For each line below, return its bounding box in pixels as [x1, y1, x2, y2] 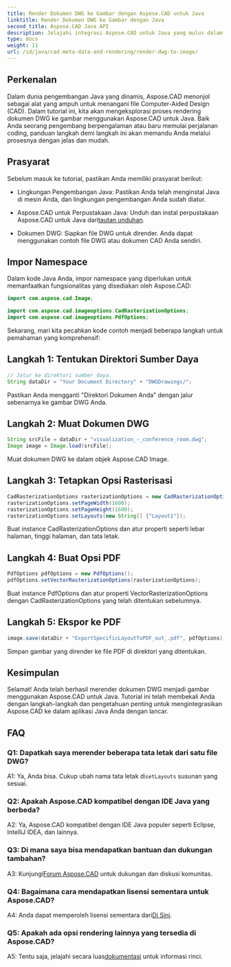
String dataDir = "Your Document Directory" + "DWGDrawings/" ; [7, 378, 192, 385]
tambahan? [7, 854, 46, 864]
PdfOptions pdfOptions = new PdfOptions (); [7, 571, 134, 577]
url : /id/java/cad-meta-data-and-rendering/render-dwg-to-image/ [7, 49, 198, 56]
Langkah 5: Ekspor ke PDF [7, 617, 122, 628]
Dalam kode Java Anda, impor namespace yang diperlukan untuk [7, 275, 192, 283]
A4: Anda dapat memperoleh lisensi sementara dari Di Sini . [7, 911, 173, 920]
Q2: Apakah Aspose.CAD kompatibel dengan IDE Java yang [7, 796, 210, 806]
